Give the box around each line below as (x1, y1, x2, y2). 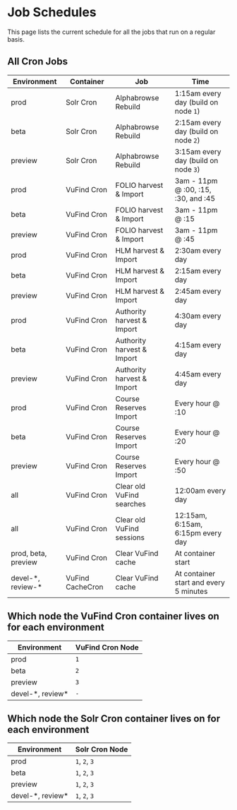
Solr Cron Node (75, 744, 128, 754)
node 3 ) (174, 164, 200, 174)
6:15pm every (174, 528, 222, 537)
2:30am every (174, 245, 221, 255)
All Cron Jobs (7, 56, 68, 68)
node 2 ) (174, 135, 200, 145)
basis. (7, 35, 25, 43)
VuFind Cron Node (75, 642, 139, 652)
